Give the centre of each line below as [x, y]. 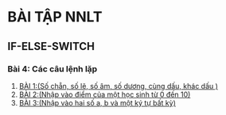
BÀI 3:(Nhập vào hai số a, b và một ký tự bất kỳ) [97, 102]
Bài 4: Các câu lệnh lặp [53, 69]
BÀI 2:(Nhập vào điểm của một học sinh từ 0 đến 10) [105, 94]
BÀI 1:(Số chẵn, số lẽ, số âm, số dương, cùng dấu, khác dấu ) [118, 86]
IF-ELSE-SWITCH [51, 46]
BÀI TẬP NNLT [55, 17]
